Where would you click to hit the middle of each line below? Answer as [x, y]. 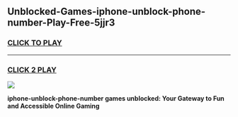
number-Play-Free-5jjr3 [61, 23]
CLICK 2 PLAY [32, 69]
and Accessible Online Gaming [53, 106]
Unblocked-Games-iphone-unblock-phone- [107, 12]
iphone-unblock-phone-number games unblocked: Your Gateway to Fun [116, 98]
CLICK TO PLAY [35, 43]
